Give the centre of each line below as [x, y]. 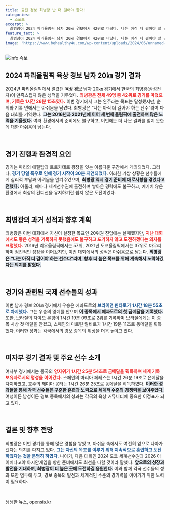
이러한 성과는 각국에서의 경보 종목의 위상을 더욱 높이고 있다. [75, 331]
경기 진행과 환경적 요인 [38, 154]
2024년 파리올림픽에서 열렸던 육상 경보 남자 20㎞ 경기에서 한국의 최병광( [77, 89]
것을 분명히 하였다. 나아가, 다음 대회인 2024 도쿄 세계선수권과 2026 [89, 456]
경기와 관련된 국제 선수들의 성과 [51, 292]
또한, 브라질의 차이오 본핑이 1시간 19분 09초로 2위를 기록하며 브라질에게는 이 [80, 318]
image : [12, 43]
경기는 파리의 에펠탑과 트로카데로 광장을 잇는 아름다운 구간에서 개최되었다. [78, 167]
